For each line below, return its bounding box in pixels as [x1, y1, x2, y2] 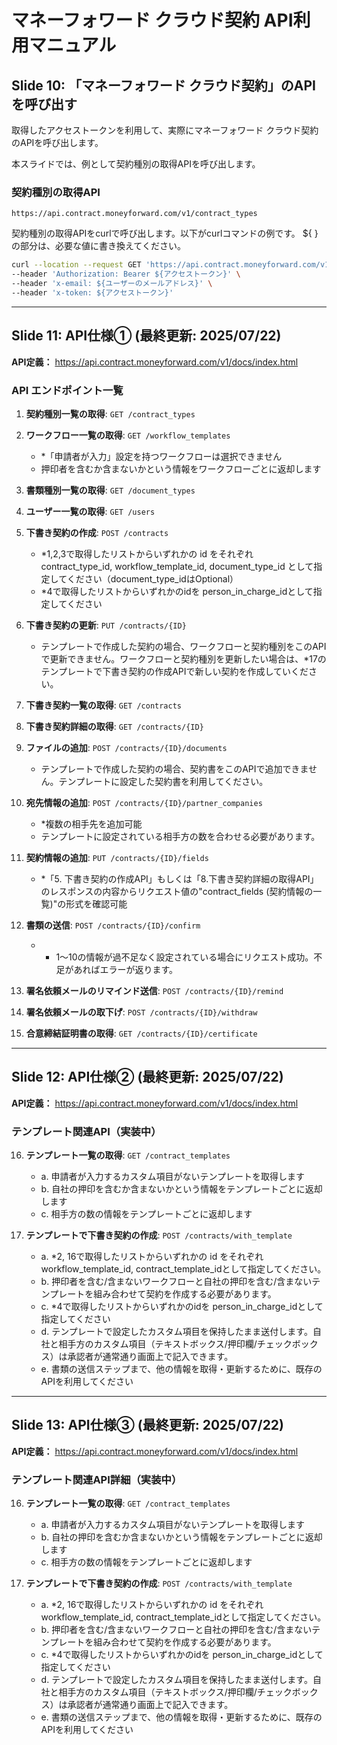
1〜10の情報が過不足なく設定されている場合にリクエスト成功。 [55, 951, 314, 963]
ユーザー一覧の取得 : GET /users [25, 505, 156, 517]
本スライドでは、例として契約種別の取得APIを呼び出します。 [11, 158, 261, 170]
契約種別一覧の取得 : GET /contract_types [25, 407, 196, 420]
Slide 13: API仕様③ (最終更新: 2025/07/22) [11, 1417, 285, 1434]
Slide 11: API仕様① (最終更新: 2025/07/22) [11, 327, 282, 345]
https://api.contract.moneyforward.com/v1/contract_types [11, 209, 258, 219]
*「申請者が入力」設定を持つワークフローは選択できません [40, 450, 283, 462]
